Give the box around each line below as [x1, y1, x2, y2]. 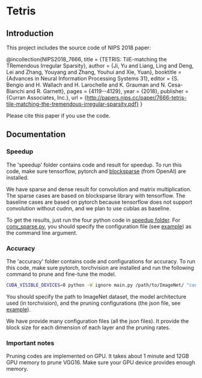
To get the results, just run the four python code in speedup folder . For [6, 216, 180, 224]
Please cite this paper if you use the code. [6, 112, 111, 119]
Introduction [6, 28, 54, 38]
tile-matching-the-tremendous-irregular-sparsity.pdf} [6, 100, 139, 108]
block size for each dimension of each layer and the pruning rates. [6, 323, 171, 331]
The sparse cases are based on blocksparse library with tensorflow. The [6, 192, 186, 199]
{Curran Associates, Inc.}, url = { [6, 94, 87, 101]
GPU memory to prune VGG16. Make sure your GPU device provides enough [6, 359, 195, 366]
